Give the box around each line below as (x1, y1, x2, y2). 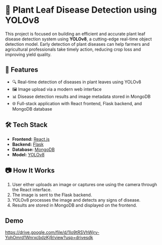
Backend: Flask (12, 141, 44, 147)
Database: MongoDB (12, 146, 55, 152)
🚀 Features (5, 66, 38, 74)
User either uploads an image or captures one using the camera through (12, 182, 157, 188)
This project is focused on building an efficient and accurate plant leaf (5, 31, 145, 37)
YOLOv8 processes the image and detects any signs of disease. (12, 197, 141, 203)
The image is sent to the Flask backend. (12, 192, 92, 198)
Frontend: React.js (12, 136, 50, 142)
